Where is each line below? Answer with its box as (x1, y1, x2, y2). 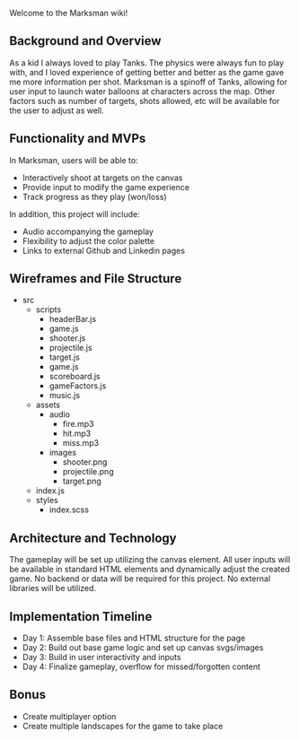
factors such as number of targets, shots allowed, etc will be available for (9, 95, 280, 106)
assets (35, 399, 61, 411)
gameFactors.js (48, 380, 107, 391)
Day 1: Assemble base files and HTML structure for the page (22, 632, 246, 644)
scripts (35, 304, 62, 315)
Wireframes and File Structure (9, 271, 182, 286)
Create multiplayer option (22, 710, 117, 721)
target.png (62, 475, 101, 487)
